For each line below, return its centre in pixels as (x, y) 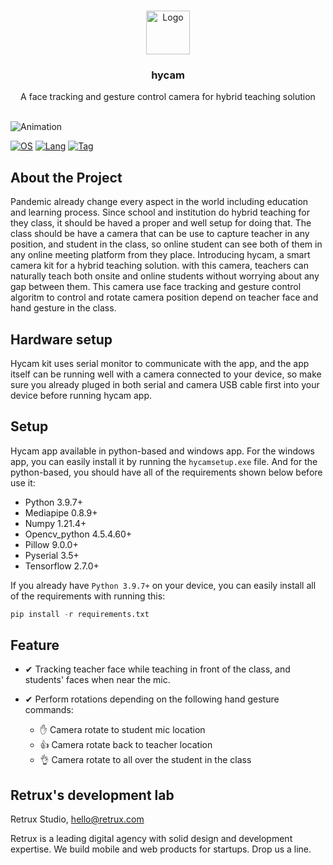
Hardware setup (61, 339)
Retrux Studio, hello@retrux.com (77, 819)
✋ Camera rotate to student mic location (122, 730)
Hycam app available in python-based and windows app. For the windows (162, 451)
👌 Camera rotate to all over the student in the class (145, 760)
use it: (23, 482)
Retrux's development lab (92, 795)
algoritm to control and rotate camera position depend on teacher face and (164, 297)
